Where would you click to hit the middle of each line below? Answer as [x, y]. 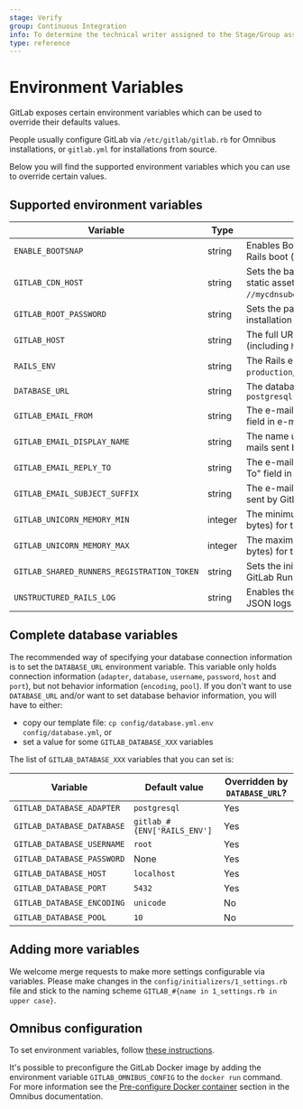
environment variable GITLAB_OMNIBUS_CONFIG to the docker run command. [146, 1077]
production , [271, 372]
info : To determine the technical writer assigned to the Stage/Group [145, 34]
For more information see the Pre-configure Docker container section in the [150, 1087]
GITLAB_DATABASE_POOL [60, 917]
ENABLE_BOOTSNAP [49, 251]
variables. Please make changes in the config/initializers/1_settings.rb [148, 981]
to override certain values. [58, 176]
